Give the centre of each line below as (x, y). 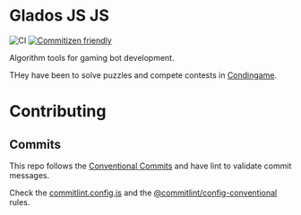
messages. (30, 175)
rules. (20, 202)
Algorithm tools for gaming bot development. (92, 57)
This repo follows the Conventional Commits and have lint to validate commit (150, 166)
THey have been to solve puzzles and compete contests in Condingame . (143, 75)
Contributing (58, 112)
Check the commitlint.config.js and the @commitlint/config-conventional (143, 193)
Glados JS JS (60, 16)
